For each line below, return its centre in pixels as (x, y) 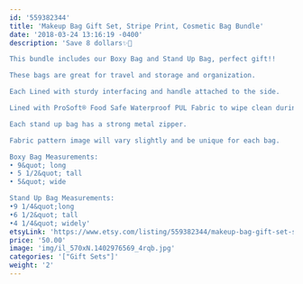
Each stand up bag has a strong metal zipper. (98, 124)
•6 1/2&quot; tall (44, 215)
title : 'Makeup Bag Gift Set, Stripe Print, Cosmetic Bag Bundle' (137, 26)
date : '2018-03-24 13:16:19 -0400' (76, 34)
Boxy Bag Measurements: (54, 157)
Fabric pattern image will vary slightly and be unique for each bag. (145, 141)
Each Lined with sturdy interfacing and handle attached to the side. (145, 92)
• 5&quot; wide (38, 182)
